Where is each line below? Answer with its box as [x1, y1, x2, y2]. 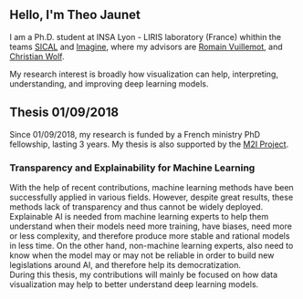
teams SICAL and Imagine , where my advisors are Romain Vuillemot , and [9, 41, 283, 52]
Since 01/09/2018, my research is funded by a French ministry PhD [9, 129, 261, 139]
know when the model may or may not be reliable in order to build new [9, 250, 275, 261]
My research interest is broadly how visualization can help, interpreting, [9, 68, 278, 79]
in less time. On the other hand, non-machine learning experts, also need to [9, 240, 294, 251]
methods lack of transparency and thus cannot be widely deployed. [9, 201, 264, 212]
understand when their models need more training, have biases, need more [9, 221, 292, 232]
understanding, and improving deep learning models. [9, 77, 209, 89]
